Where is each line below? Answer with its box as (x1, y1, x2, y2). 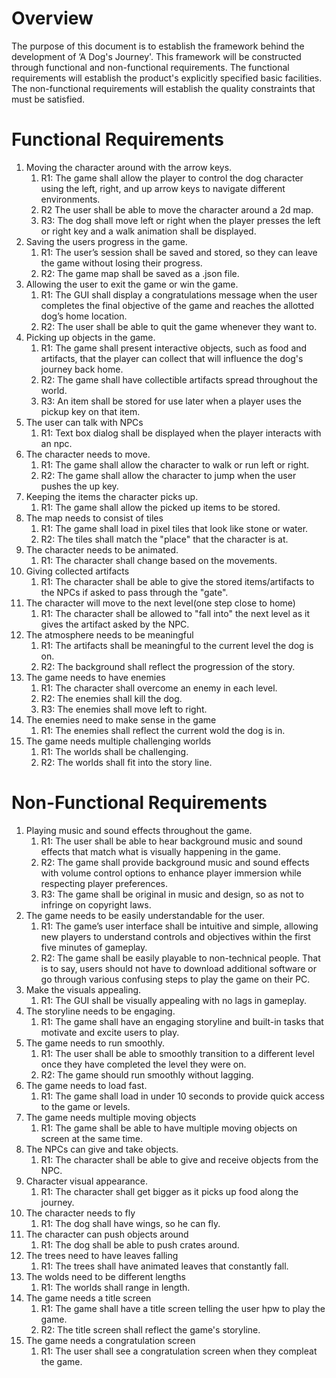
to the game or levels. (40, 1100, 131, 1112)
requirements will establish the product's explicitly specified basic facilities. (11, 72, 323, 84)
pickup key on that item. (40, 405, 141, 417)
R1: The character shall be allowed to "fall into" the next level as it (40, 607, 310, 619)
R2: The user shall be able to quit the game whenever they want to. (40, 320, 318, 332)
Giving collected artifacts (25, 565, 130, 577)
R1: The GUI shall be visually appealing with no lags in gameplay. (40, 994, 308, 1006)
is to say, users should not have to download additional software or (40, 962, 317, 974)
